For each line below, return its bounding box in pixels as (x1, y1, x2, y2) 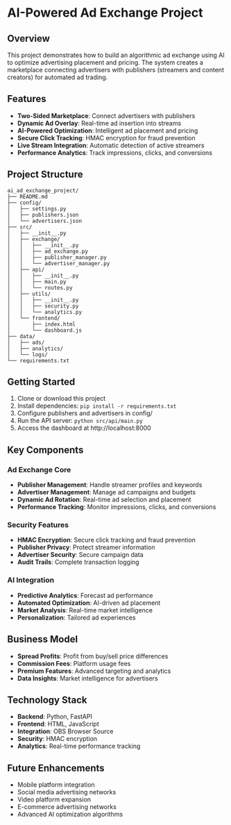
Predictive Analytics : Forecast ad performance (17, 591, 154, 599)
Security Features (7, 520, 69, 530)
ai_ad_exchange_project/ (7, 187, 79, 194)
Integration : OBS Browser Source (17, 727, 114, 735)
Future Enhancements (7, 762, 105, 774)
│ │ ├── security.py (7, 302, 79, 310)
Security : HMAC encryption (17, 735, 98, 743)
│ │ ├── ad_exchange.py (7, 248, 89, 255)
